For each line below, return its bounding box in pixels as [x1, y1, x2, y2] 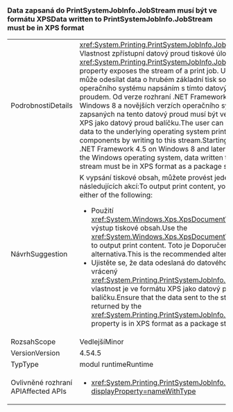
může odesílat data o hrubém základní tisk [79, 75, 217, 85]
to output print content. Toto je [91, 240, 191, 250]
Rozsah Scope [10, 337, 56, 347]
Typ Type [10, 360, 40, 370]
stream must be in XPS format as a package [79, 162, 222, 172]
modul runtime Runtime [79, 360, 154, 370]
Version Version [10, 348, 60, 358]
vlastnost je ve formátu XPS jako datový [91, 284, 221, 294]
